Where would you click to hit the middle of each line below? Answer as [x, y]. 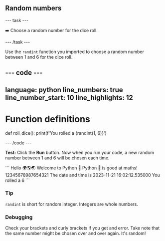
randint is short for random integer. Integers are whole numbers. [72, 204]
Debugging [19, 217]
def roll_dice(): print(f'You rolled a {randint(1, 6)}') [56, 133]
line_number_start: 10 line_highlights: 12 [69, 97]
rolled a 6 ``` [17, 180]
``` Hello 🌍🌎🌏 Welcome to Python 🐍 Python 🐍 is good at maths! [72, 168]
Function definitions [48, 119]
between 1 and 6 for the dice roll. [39, 57]
